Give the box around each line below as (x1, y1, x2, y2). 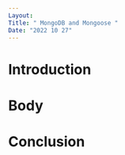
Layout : (8, 11, 34, 20)
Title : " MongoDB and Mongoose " (8, 19, 119, 27)
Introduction (8, 60, 92, 78)
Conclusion (8, 132, 85, 150)
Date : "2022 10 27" (8, 26, 73, 34)
